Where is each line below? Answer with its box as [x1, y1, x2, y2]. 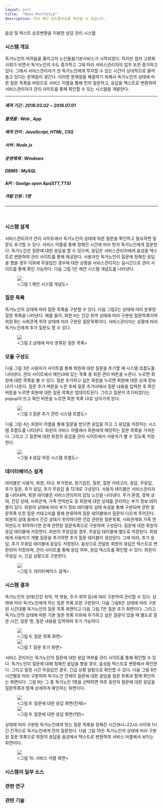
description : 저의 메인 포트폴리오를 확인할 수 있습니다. [5, 16, 106, 21]
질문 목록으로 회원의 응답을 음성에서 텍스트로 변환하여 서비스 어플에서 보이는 [10, 733, 154, 739]
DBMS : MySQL [5, 168, 36, 174]
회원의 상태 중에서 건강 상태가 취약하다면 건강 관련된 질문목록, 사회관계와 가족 [5, 517, 151, 523]
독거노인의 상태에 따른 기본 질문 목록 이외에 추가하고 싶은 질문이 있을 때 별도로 [5, 612, 153, 618]
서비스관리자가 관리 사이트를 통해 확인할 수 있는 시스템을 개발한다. [5, 86, 130, 92]
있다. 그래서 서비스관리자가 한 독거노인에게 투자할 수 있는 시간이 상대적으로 [5, 68, 147, 74]
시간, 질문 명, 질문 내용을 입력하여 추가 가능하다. [10, 618, 101, 624]
